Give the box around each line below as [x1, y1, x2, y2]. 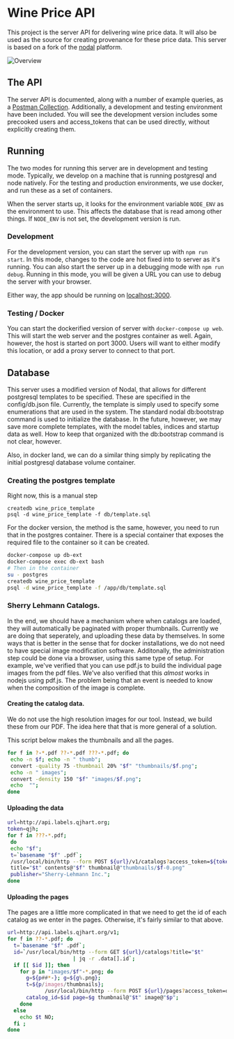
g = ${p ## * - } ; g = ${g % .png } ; [25, 975, 101, 982]
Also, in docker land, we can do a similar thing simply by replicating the [7, 451, 211, 459]
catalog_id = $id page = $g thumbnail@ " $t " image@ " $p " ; [25, 994, 179, 1001]
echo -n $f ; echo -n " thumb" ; [10, 756, 101, 763]
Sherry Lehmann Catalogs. [7, 601, 100, 611]
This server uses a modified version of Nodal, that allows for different [7, 385, 207, 393]
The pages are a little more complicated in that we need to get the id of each [7, 908, 227, 917]
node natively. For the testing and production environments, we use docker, [7, 178, 224, 187]
